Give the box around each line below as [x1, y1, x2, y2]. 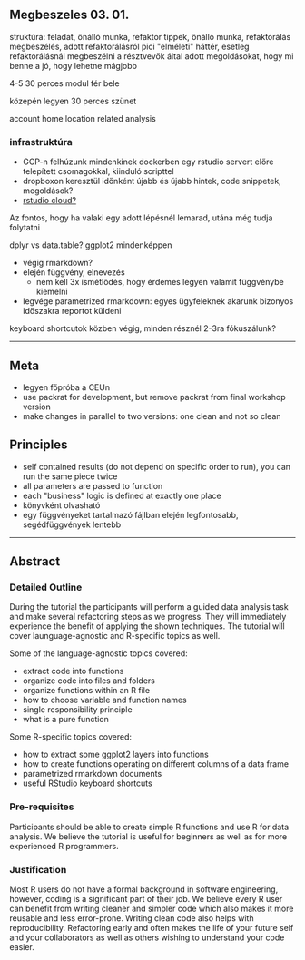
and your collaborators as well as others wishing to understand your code [9, 932, 285, 943]
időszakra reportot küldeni [22, 306, 122, 317]
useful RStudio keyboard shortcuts [22, 778, 152, 789]
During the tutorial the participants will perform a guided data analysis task [9, 602, 289, 612]
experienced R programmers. [9, 840, 120, 851]
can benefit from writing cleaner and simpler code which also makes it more [9, 903, 294, 915]
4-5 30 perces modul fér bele [9, 77, 120, 89]
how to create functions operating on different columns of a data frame [22, 759, 289, 769]
